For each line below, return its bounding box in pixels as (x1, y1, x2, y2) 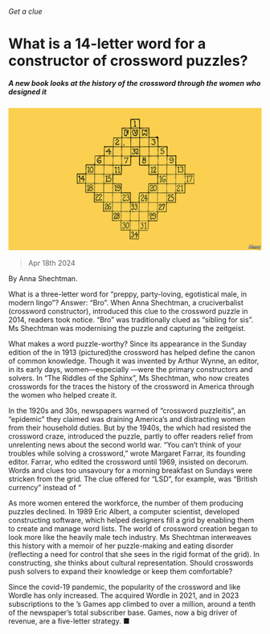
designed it (8, 87, 47, 96)
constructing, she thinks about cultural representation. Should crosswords (8, 558, 254, 568)
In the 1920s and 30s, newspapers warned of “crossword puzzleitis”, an (8, 406, 247, 415)
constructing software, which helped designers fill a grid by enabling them (8, 515, 255, 526)
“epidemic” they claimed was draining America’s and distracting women (8, 415, 246, 424)
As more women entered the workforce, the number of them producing (8, 498, 243, 508)
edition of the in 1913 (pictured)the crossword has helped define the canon (8, 348, 256, 358)
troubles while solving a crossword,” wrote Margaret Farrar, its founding (8, 448, 246, 458)
